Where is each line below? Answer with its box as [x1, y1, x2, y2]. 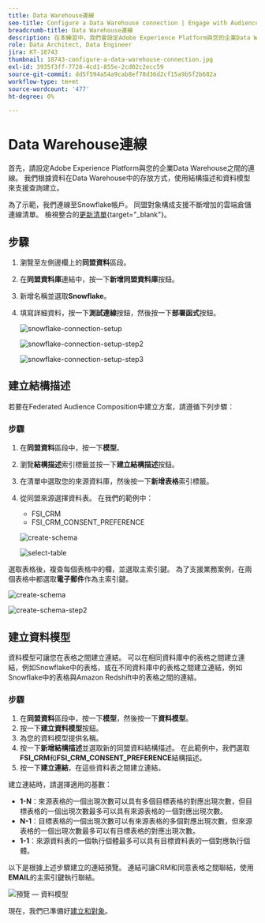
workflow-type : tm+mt [8, 77, 80, 85]
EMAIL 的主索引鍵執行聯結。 [8, 872, 99, 882]
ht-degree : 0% [8, 92, 55, 100]
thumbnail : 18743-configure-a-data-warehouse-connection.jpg [8, 56, 214, 64]
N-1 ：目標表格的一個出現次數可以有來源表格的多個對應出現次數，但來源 [19, 816, 253, 826]
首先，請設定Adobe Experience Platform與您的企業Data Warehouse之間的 [8, 164, 248, 173]
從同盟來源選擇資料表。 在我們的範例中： [19, 493, 154, 503]
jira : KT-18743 [8, 48, 58, 56]
